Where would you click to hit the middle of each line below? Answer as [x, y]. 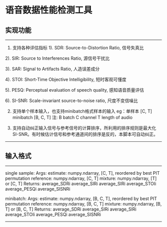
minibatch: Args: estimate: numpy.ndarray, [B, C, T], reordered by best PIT [81, 198]
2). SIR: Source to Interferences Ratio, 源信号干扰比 [58, 58]
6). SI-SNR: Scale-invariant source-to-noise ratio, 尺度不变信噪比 [72, 101]
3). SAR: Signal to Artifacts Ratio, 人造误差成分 [52, 69]
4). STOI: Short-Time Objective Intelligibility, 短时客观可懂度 [66, 79]
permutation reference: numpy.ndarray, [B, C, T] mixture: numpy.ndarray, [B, [83, 204]
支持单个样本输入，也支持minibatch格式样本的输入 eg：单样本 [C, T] [82, 111]
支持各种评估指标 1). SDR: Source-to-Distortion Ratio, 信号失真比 [78, 48]
